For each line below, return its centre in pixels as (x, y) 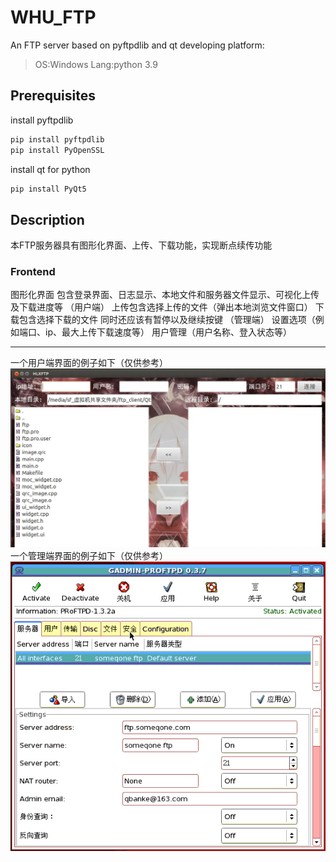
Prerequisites (53, 96)
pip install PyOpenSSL (57, 150)
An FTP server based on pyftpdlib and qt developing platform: (137, 45)
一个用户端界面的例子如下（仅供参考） (89, 363)
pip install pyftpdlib (57, 139)
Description (47, 219)
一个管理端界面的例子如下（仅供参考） (89, 556)
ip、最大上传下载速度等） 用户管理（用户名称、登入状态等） (168, 332)
